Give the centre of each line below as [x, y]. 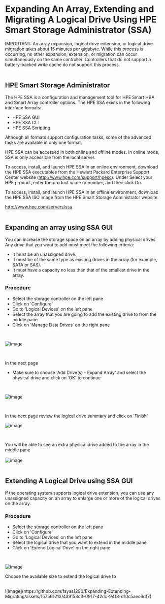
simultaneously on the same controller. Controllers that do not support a [78, 59]
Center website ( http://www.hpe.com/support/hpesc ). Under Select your [79, 177]
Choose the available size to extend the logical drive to [61, 576]
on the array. [18, 503]
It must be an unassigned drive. [44, 254]
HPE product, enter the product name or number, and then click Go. [74, 182]
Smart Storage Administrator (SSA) [78, 30]
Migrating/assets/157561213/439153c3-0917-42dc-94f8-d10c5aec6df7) [78, 596]
